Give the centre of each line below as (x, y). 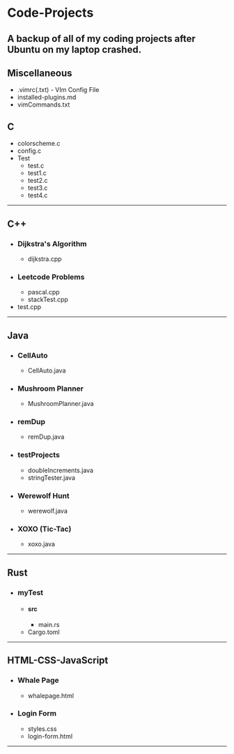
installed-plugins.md (47, 97)
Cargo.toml (44, 632)
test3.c (38, 188)
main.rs (49, 624)
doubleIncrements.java (61, 470)
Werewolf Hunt (43, 495)
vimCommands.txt (44, 105)
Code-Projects (50, 13)
